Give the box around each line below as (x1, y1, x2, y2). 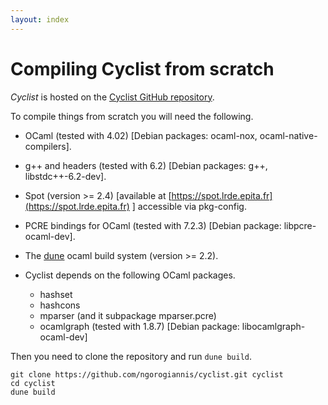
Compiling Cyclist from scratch (10, 57, 275, 80)
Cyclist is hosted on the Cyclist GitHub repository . (10, 91, 215, 103)
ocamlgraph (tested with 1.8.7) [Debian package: (39, 320, 240, 332)
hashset (39, 288, 73, 300)
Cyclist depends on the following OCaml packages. (24, 269, 236, 281)
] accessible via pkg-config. (131, 200, 247, 212)
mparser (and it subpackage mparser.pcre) (39, 309, 217, 321)
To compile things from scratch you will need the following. (10, 110, 254, 122)
